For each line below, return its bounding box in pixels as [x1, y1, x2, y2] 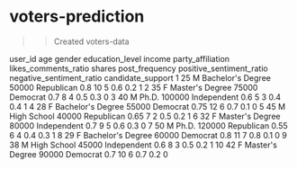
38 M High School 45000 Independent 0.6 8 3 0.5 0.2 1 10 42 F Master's [9, 139, 277, 150]
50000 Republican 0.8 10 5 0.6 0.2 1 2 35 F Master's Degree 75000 [9, 82, 258, 93]
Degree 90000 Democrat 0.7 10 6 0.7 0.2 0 [9, 148, 168, 159]
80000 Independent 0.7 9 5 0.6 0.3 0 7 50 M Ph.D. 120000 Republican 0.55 [9, 120, 288, 131]
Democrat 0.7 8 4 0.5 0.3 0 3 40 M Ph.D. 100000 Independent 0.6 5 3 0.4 [9, 92, 282, 102]
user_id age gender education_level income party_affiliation [9, 53, 230, 64]
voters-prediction [9, 6, 145, 27]
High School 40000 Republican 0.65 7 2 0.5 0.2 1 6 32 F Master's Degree [9, 111, 281, 121]
